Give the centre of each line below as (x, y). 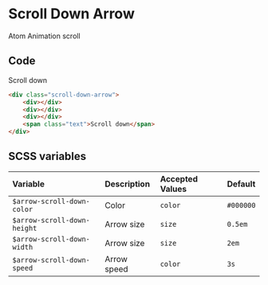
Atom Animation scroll (45, 36)
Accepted (179, 178)
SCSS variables (47, 156)
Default (241, 184)
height (25, 228)
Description (127, 184)
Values (173, 189)
